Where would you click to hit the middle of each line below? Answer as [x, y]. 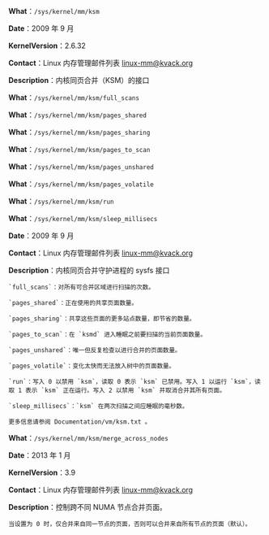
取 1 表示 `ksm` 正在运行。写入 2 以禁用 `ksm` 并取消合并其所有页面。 [117, 390]
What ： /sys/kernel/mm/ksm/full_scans [74, 98]
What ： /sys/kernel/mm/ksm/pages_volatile [81, 184]
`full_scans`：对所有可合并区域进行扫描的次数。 [82, 287]
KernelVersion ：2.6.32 [47, 46]
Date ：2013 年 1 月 [40, 455]
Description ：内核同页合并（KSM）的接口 [79, 80]
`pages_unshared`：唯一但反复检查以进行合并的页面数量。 [95, 350]
